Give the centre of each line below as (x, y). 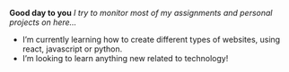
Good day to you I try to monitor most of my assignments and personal (141, 13)
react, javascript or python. (72, 49)
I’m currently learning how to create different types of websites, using (151, 40)
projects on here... (43, 22)
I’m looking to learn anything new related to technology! (125, 58)
